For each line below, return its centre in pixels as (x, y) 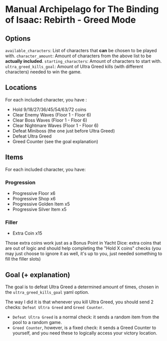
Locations (21, 88)
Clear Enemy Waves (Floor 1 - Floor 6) (52, 115)
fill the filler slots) (23, 259)
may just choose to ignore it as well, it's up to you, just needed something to (84, 254)
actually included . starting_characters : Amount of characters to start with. (83, 61)
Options (18, 38)
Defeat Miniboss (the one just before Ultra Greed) (64, 131)
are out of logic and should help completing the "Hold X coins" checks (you (83, 248)
